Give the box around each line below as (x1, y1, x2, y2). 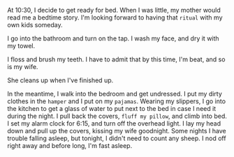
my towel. (7, 42, 36, 50)
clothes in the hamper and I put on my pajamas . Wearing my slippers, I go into (7, 97, 226, 105)
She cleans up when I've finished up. (7, 76, 114, 84)
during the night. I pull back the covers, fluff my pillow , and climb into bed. (7, 112, 227, 120)
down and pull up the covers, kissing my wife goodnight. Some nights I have (7, 127, 226, 135)
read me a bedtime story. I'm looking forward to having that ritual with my (7, 13, 223, 22)
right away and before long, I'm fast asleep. (7, 142, 133, 149)
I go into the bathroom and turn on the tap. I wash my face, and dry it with (7, 34, 219, 43)
